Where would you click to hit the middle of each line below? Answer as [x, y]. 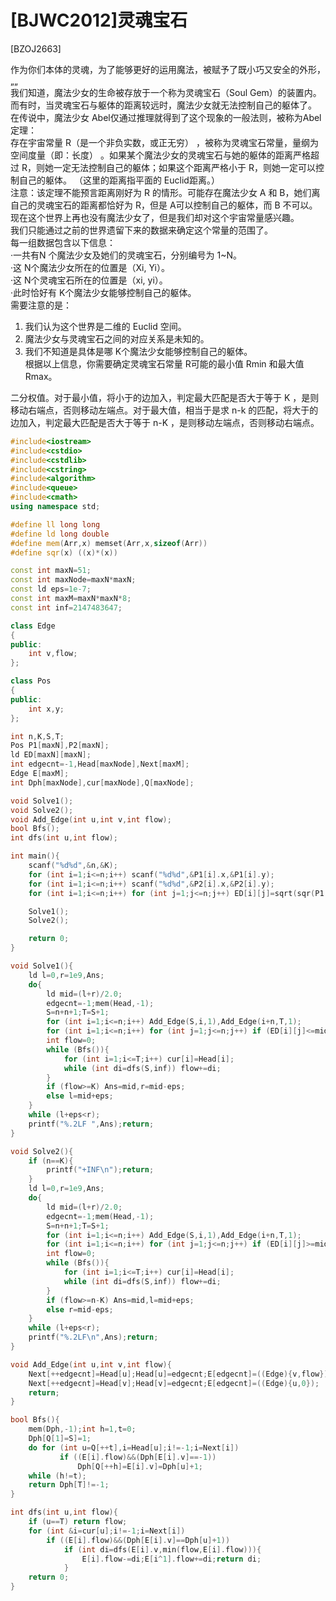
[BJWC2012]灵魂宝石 [99, 20]
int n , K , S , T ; [37, 736]
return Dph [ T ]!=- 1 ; [69, 1485]
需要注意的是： [41, 305]
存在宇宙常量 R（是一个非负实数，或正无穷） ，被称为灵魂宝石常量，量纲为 [164, 142]
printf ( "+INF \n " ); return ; [100, 1170]
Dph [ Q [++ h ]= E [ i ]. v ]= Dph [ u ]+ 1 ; [140, 1466]
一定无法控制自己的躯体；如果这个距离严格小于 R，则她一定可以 [184, 167]
